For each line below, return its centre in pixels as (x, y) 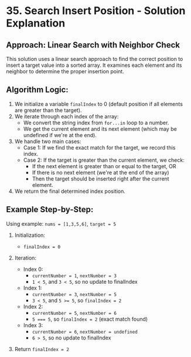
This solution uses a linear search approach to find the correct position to (95, 59)
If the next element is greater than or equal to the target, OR (104, 166)
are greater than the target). (48, 110)
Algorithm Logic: (37, 90)
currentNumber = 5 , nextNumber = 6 (74, 312)
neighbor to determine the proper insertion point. (65, 71)
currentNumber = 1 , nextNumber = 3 (74, 275)
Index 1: (33, 288)
